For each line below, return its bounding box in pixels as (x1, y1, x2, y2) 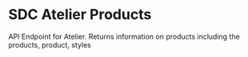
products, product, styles (8, 40, 92, 49)
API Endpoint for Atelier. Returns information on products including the (8, 32, 240, 41)
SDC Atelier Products (8, 6, 152, 24)
